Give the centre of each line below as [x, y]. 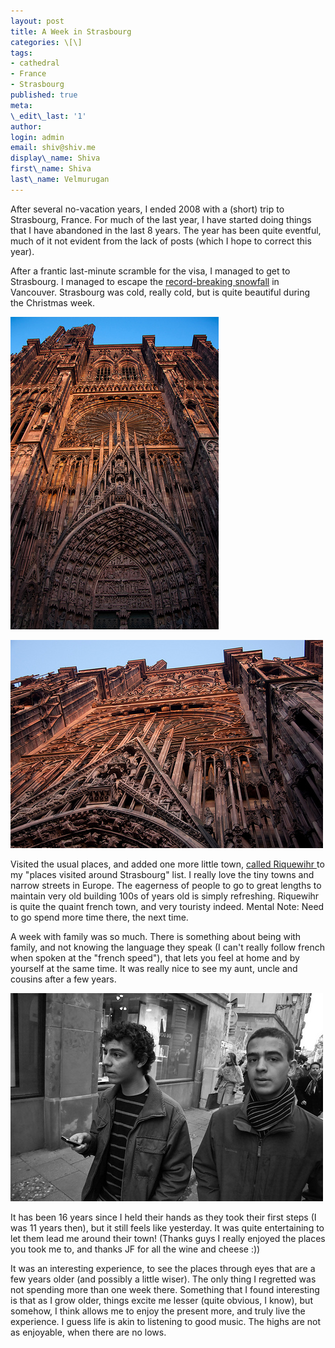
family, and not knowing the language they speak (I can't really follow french [167, 947]
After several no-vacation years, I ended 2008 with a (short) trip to [147, 209]
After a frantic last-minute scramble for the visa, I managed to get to [150, 271]
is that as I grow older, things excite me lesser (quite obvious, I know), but [161, 1300]
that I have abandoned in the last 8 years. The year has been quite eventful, [166, 230]
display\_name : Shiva [55, 158]
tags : [21, 53]
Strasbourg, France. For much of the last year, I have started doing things [161, 219]
